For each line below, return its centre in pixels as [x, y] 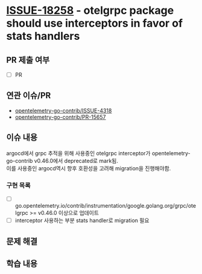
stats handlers [43, 36]
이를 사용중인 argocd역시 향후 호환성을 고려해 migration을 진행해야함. [89, 168]
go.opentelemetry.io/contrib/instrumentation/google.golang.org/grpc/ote [106, 206]
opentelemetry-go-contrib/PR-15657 [60, 117]
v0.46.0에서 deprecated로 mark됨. [76, 161]
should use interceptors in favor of [94, 23]
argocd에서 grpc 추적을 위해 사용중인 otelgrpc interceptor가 [78, 153]
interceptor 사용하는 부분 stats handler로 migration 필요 [82, 220]
